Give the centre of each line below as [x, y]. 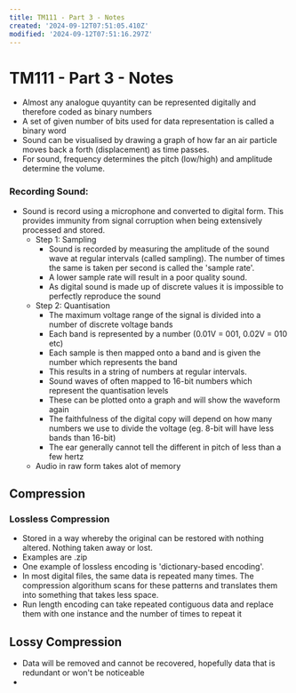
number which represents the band [113, 362]
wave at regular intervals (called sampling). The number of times [167, 258]
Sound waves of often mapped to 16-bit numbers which [151, 381]
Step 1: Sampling [66, 239]
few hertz [66, 456]
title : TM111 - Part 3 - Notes [67, 17]
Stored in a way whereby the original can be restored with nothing [143, 538]
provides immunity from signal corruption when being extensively [142, 220]
